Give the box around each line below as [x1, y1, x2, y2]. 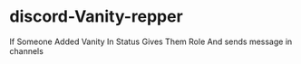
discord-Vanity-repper [9, 6, 183, 27]
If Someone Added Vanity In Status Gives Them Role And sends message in [9, 36, 293, 47]
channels [9, 45, 44, 56]
